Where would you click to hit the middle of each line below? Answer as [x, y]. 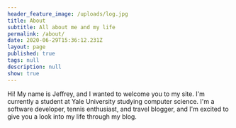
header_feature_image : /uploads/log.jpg [68, 14]
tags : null [23, 60]
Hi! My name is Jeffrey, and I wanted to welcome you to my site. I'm [106, 94]
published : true [31, 54]
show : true [23, 73]
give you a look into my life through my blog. [72, 116]
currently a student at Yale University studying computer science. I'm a [111, 101]
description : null [34, 67]
